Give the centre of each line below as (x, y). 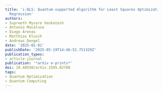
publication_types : (25, 54)
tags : (10, 72)
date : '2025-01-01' (25, 45)
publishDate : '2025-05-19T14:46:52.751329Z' (51, 50)
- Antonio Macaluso (25, 27)
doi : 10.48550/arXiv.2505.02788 (38, 68)
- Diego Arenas (20, 32)
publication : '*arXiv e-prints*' (39, 63)
